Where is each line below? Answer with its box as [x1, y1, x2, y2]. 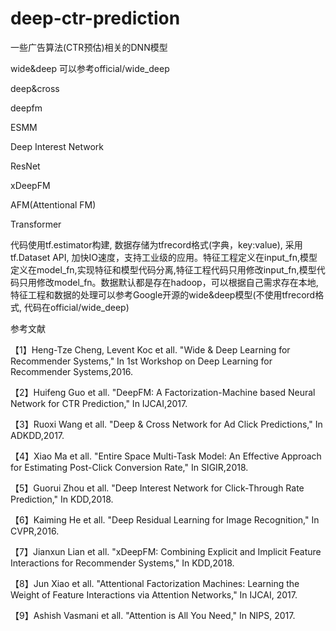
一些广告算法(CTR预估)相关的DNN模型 [10, 41, 168, 53]
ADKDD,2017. [10, 429, 65, 441]
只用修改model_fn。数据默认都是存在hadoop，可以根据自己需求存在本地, [18, 276, 319, 288]
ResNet [10, 160, 41, 172]
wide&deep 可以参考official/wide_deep [10, 62, 170, 74]
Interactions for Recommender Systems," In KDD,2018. [10, 557, 235, 569]
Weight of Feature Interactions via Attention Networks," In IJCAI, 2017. [10, 588, 298, 601]
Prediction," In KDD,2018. [10, 493, 114, 505]
